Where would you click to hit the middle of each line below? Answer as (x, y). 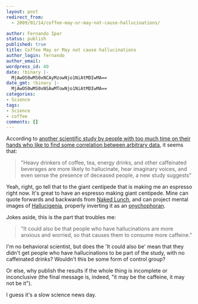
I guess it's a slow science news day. (51, 295)
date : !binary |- (28, 72)
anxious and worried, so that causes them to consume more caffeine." (106, 235)
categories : (21, 94)
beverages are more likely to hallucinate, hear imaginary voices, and (104, 169)
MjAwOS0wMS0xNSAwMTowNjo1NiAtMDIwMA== (60, 89)
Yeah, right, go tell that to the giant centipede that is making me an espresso (99, 187)
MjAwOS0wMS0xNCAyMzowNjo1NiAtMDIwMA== (60, 78)
